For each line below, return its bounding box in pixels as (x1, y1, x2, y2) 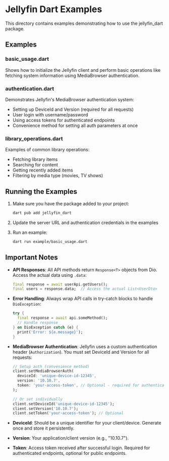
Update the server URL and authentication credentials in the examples (12, 219, 159, 226)
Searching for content (12, 162, 58, 168)
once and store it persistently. (12, 425, 75, 431)
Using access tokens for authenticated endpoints (12, 117, 115, 123)
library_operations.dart (5, 135, 63, 142)
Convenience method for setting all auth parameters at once (12, 122, 138, 129)
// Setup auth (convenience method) (12, 364, 90, 369)
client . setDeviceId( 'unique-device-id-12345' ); (12, 401, 115, 406)
